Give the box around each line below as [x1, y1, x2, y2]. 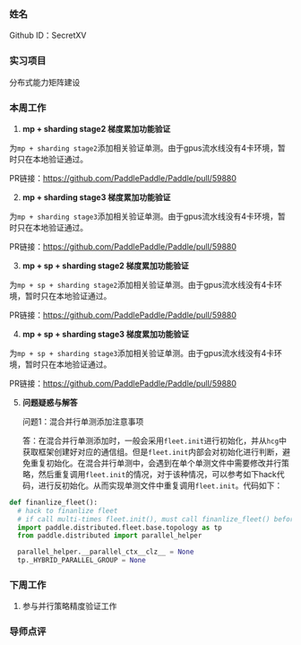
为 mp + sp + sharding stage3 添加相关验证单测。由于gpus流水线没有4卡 [9, 347, 275, 358]
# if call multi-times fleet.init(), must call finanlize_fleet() [17, 514, 271, 524]
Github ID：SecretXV [9, 30, 87, 41]
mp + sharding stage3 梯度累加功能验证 [21, 191, 171, 203]
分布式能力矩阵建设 [9, 76, 81, 87]
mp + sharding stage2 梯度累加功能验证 [21, 123, 171, 134]
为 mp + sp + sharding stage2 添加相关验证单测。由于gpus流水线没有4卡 [9, 279, 275, 290]
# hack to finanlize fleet [17, 506, 118, 515]
